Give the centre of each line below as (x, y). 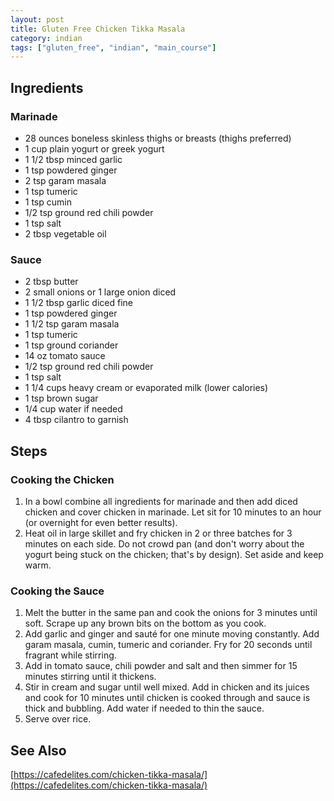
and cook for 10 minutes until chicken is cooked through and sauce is (167, 698)
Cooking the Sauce (57, 591)
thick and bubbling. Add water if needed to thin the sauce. (144, 708)
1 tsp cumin (48, 202)
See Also (38, 750)
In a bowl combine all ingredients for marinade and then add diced (161, 501)
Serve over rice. (58, 719)
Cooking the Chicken (62, 479)
